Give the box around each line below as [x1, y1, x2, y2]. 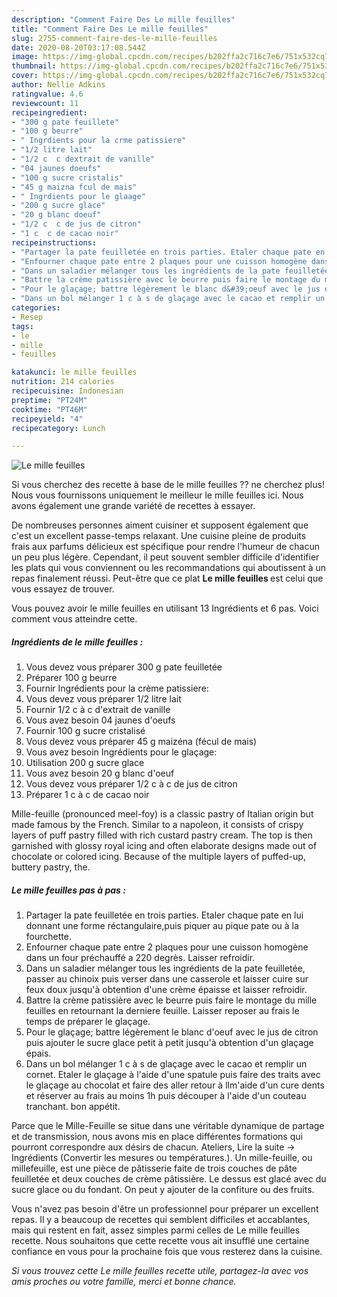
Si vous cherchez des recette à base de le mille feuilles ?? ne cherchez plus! [11, 479, 325, 491]
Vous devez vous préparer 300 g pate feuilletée [25, 661, 223, 673]
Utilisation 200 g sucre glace [25, 757, 145, 769]
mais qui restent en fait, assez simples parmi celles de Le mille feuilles [11, 1224, 301, 1236]
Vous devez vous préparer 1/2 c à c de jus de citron [25, 778, 238, 790]
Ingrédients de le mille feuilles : [11, 636, 144, 648]
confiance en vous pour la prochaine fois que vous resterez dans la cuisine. [11, 1246, 323, 1258]
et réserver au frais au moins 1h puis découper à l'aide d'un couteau [25, 1090, 307, 1102]
